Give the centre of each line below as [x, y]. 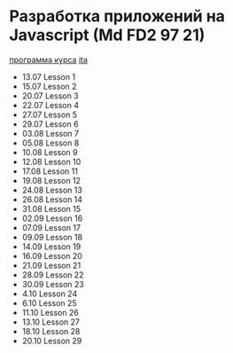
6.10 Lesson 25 [49, 302]
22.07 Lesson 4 [50, 105]
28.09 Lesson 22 [53, 275]
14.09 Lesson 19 [51, 247]
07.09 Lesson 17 [51, 227]
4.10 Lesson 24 [50, 294]
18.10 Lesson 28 [51, 331]
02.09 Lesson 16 [52, 218]
